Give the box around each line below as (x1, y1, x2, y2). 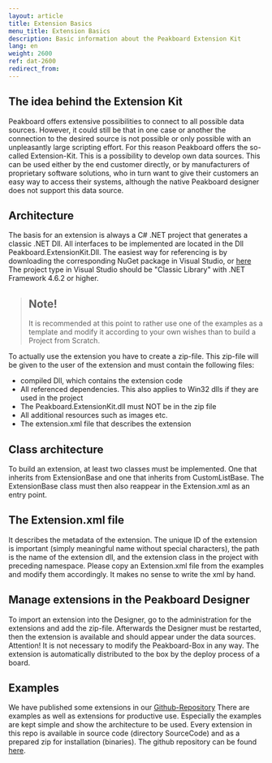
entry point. (8, 490, 47, 499)
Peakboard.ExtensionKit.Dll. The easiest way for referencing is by (8, 248, 227, 257)
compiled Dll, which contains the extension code (19, 376, 183, 386)
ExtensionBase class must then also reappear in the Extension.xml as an (8, 481, 250, 491)
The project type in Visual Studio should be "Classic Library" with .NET (8, 265, 246, 274)
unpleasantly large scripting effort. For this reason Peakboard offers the (8, 142, 248, 152)
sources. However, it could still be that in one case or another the (8, 125, 227, 135)
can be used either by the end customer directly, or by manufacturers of (8, 159, 250, 169)
